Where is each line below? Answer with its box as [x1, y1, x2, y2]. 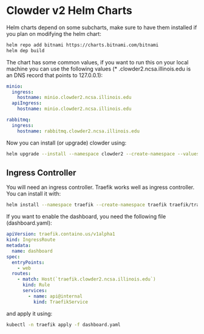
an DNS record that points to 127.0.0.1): [6, 71, 103, 79]
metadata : [6, 242, 32, 248]
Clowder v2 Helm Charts [6, 4, 132, 18]
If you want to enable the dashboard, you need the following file [6, 213, 166, 220]
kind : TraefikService [33, 299, 88, 305]
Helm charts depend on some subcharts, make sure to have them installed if [6, 24, 197, 31]
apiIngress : [12, 100, 42, 106]
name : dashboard [12, 248, 53, 254]
